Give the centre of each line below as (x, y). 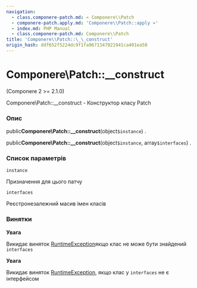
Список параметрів (36, 158)
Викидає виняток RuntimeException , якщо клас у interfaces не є (88, 272)
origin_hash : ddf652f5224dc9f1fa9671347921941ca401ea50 (77, 45)
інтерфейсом (23, 278)
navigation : (21, 12)
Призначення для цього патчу (44, 182)
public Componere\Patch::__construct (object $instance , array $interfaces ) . (99, 143)
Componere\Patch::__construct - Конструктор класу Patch (79, 103)
